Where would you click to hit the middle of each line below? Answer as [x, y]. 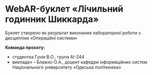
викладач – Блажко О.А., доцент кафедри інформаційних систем [80, 62]
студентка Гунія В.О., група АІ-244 [48, 56]
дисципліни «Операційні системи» [41, 38]
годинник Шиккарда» [52, 19]
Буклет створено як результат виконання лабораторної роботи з [73, 33]
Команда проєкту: [25, 47]
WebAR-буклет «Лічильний [64, 9]
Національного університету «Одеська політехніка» [67, 67]
